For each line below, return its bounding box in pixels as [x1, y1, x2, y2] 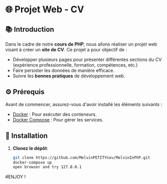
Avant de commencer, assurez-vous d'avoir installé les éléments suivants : [5, 101, 162, 107]
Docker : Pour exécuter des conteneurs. [12, 111, 97, 117]
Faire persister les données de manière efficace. [12, 68, 115, 73]
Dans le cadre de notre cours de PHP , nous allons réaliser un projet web [5, 41, 157, 47]
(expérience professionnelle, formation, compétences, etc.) [12, 62, 138, 68]
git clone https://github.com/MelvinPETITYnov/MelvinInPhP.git [12, 155, 151, 160]
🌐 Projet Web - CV [5, 4, 84, 15]
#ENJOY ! [5, 174, 26, 180]
